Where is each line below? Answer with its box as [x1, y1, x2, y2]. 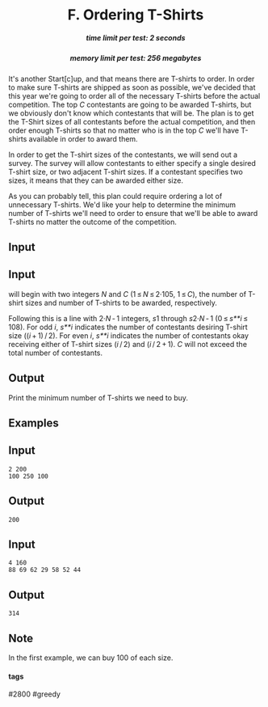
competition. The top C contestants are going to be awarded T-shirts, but [8, 99, 252, 109]
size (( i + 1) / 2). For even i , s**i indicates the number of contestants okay [8, 330, 249, 341]
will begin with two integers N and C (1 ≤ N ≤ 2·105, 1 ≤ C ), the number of [8, 289, 247, 298]
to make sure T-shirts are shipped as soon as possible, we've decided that [8, 83, 256, 92]
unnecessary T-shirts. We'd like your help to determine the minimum [8, 200, 237, 210]
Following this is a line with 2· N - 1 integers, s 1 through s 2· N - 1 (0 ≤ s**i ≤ [8, 313, 249, 323]
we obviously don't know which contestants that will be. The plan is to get [8, 108, 254, 118]
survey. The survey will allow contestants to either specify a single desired [8, 158, 256, 167]
